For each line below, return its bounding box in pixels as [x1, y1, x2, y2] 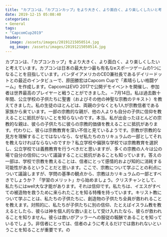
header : [5, 35, 21, 40]
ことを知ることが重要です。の [9, 227, 71, 233]
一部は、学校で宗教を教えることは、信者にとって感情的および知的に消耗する [5, 158, 162, 164]
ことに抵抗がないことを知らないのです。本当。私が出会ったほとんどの [13, 115, 158, 120]
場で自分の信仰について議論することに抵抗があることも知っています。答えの [5, 152, 162, 158]
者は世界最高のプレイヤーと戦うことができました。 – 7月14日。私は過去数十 [5, 90, 161, 96]
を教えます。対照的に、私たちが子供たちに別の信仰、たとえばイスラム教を [5, 202, 158, 208]
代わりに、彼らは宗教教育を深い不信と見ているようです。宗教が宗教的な [13, 127, 162, 133]
